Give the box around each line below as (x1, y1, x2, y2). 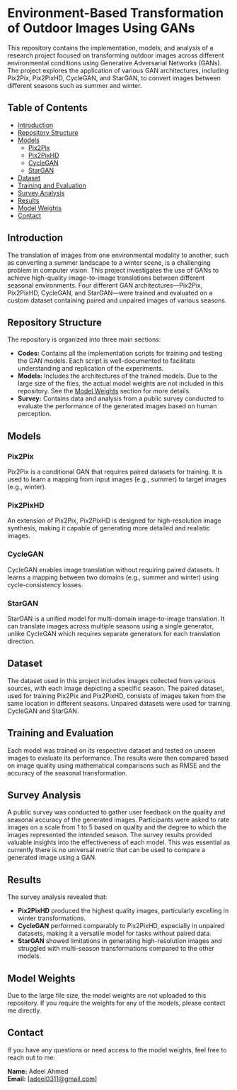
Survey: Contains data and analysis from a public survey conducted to (17, 394, 224, 403)
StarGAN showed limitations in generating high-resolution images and (17, 937, 222, 945)
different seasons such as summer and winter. (7, 81, 142, 89)
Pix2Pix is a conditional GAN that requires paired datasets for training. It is (7, 467, 223, 476)
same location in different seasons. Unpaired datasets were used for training (7, 699, 231, 707)
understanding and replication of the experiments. (17, 364, 164, 373)
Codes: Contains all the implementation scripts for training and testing (17, 349, 223, 358)
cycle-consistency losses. (7, 580, 83, 589)
